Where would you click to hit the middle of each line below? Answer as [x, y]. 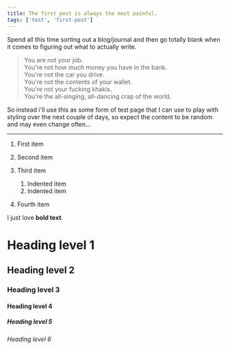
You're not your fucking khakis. [68, 89]
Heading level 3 [34, 290]
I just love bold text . [35, 217]
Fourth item [33, 204]
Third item [31, 170]
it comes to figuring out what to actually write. [72, 47]
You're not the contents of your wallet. [78, 82]
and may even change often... [49, 124]
